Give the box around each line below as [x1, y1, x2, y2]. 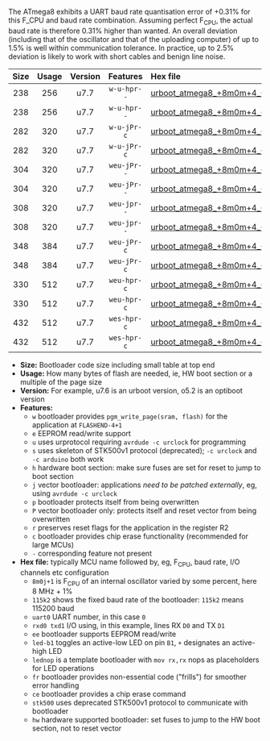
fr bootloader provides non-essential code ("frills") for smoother [31, 672, 247, 682]
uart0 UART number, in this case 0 [31, 612, 146, 622]
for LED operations [31, 664, 95, 673]
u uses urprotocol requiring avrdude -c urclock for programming [31, 437, 247, 447]
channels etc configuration [19, 568, 109, 577]
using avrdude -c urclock [31, 488, 118, 498]
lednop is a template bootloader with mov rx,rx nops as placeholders [31, 655, 260, 664]
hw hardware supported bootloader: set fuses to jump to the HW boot [31, 715, 261, 725]
